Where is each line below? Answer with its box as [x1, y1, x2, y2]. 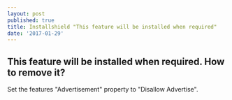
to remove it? [7, 66, 66, 78]
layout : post [7, 10, 45, 17]
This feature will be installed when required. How [7, 55, 225, 67]
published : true [7, 17, 55, 24]
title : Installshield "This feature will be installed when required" [7, 23, 217, 30]
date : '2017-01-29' [7, 29, 64, 37]
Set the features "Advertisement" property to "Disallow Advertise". [7, 85, 198, 94]
